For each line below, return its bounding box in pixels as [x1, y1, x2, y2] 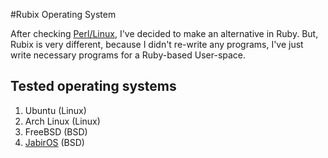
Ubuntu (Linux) [24, 104, 87, 116]
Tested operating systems [10, 78, 177, 95]
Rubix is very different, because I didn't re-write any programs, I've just [10, 39, 304, 50]
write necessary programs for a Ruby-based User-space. [10, 49, 247, 61]
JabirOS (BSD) [24, 136, 85, 148]
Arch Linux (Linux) [24, 115, 101, 127]
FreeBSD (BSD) [24, 125, 88, 138]
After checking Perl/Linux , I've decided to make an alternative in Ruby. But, [10, 28, 319, 39]
